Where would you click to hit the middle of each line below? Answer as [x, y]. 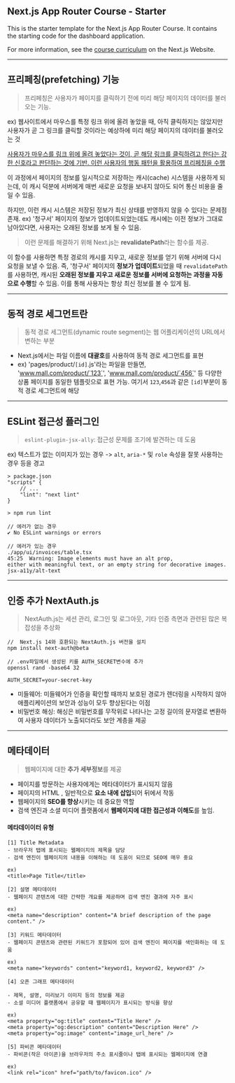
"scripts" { [24, 483]
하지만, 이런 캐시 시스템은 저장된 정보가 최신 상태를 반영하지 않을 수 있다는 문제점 [117, 210]
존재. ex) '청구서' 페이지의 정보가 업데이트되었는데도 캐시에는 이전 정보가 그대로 [115, 218]
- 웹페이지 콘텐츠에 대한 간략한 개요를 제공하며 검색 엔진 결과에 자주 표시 [100, 897]
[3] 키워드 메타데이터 [34, 935]
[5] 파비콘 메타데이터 [34, 1047]
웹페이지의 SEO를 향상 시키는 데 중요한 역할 [76, 801]
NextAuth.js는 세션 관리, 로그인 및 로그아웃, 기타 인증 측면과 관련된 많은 [122, 619]
